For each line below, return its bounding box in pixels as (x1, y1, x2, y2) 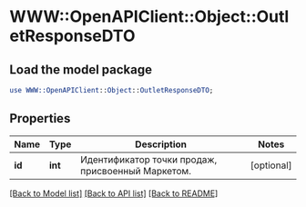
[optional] (250, 159, 292, 172)
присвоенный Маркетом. (80, 164, 191, 177)
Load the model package (9, 62, 153, 77)
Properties (9, 111, 71, 126)
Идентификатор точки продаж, (80, 153, 218, 165)
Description (135, 138, 188, 151)
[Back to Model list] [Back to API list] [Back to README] (9, 188, 219, 199)
